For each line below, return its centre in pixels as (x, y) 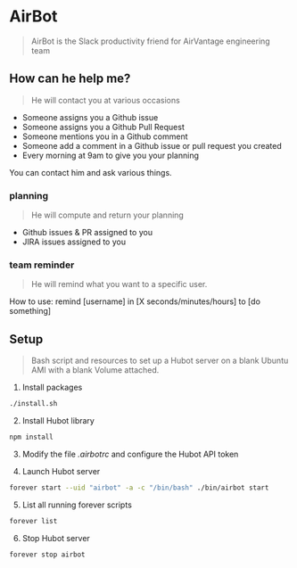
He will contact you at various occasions (105, 100)
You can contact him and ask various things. (91, 172)
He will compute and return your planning (107, 215)
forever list (33, 521)
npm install (31, 437)
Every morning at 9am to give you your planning (110, 155)
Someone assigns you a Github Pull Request (103, 127)
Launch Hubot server (61, 471)
